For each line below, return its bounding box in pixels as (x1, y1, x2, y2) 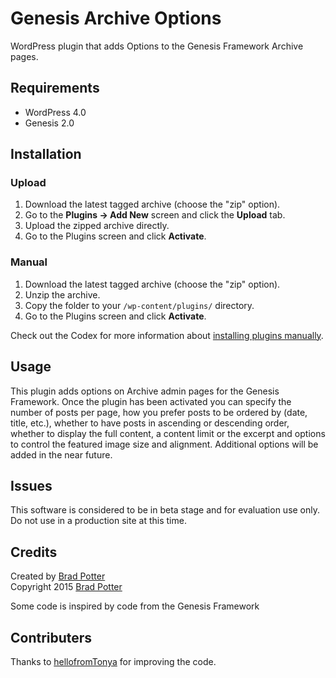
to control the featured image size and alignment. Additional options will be (10, 438, 319, 450)
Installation (10, 146, 82, 163)
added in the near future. (10, 448, 113, 461)
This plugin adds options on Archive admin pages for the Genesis (10, 385, 280, 397)
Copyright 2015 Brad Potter (10, 581, 123, 593)
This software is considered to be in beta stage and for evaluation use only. (10, 504, 321, 516)
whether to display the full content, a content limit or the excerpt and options (10, 427, 326, 439)
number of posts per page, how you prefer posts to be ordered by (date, (10, 406, 308, 418)
